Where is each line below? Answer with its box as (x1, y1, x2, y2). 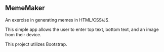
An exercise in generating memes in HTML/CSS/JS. (5, 17, 110, 23)
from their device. (5, 31, 41, 37)
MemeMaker (5, 4, 45, 12)
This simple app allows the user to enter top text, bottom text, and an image (5, 26, 159, 32)
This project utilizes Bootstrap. (5, 41, 68, 47)
